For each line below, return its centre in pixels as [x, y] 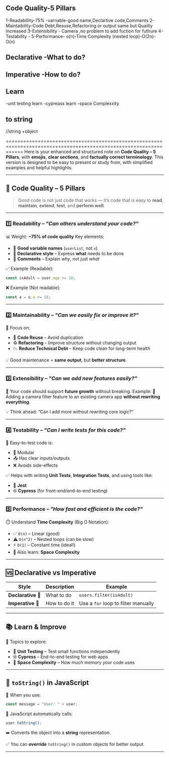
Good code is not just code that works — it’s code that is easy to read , [91, 201]
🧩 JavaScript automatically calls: [39, 713]
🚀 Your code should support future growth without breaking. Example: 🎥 [81, 391]
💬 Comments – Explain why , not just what [56, 259]
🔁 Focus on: [18, 328]
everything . [18, 402]
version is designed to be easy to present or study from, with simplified [79, 162]
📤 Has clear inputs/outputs [41, 458]
